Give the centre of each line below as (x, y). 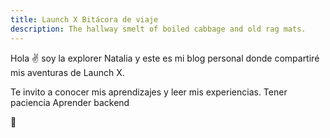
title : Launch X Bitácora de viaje (84, 19)
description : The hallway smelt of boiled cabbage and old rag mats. (158, 29)
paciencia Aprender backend (70, 102)
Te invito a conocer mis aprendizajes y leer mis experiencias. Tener (149, 92)
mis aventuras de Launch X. (67, 72)
